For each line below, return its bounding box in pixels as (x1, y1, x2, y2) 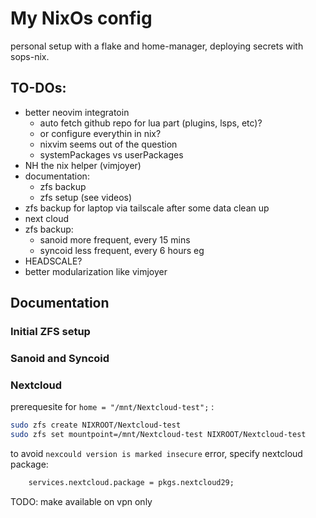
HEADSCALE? (24, 255, 83, 267)
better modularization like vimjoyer (24, 265, 168, 277)
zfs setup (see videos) (39, 191, 133, 203)
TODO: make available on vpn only (10, 495, 153, 507)
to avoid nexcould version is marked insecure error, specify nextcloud (10, 448, 303, 460)
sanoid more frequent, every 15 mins (39, 233, 191, 246)
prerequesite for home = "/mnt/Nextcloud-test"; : (10, 401, 215, 413)
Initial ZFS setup (10, 325, 91, 339)
